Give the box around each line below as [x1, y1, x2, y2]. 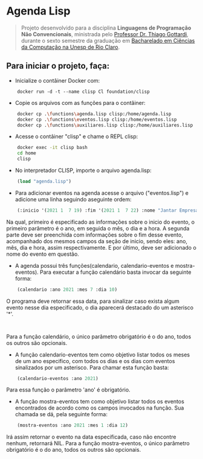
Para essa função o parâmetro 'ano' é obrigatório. [6, 386, 131, 393]
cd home [17, 150, 36, 156]
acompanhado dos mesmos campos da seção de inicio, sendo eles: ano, [6, 237, 188, 245]
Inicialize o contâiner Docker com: [14, 77, 100, 84]
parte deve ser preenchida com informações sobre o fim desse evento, [6, 231, 183, 238]
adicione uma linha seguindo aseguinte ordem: [14, 195, 132, 203]
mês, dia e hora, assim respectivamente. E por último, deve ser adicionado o [6, 244, 196, 251]
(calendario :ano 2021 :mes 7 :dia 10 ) [17, 286, 118, 293]
